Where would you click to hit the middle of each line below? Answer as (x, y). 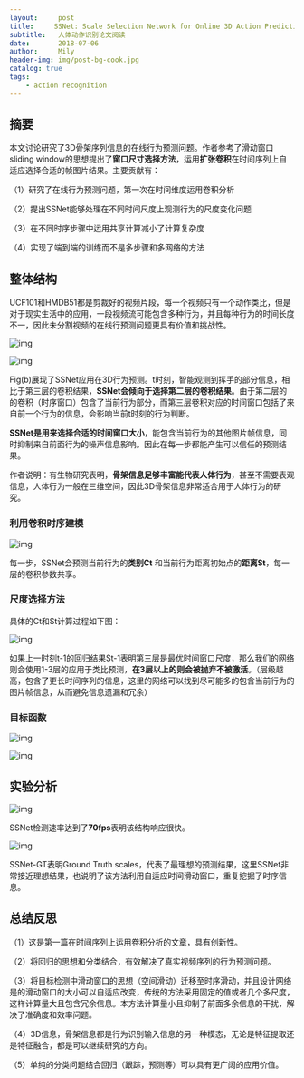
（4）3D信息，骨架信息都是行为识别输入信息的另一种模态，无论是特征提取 (148, 1034)
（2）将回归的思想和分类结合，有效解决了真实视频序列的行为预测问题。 (142, 961)
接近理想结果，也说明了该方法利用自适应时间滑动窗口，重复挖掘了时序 (147, 876)
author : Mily (42, 52)
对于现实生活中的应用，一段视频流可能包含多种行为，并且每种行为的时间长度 (152, 314)
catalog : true (36, 69)
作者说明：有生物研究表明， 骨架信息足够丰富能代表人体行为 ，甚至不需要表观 (152, 475)
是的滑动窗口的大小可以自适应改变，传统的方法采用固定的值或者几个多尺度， (152, 992)
